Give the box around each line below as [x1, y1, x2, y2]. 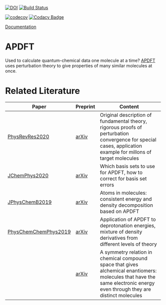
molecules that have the [100, 273, 156, 280]
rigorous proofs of [100, 124, 142, 131]
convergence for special [100, 136, 157, 143]
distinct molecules [100, 292, 142, 299]
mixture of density [100, 228, 142, 235]
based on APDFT [100, 208, 139, 215]
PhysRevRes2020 [7, 133, 49, 140]
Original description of [100, 111, 152, 118]
